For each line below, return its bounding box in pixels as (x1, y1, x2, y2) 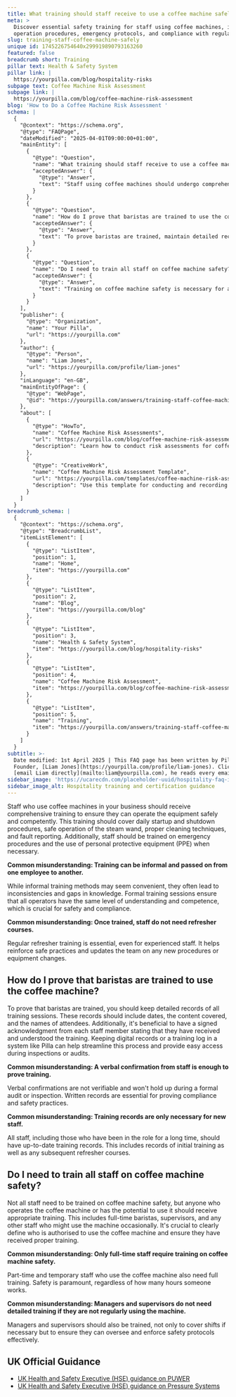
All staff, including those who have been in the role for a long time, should (7, 1133, 220, 1141)
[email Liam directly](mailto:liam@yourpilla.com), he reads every (13, 770, 216, 777)
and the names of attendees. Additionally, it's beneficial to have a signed (7, 1019, 218, 1027)
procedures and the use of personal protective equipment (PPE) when (7, 839, 210, 848)
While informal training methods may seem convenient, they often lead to (7, 882, 219, 890)
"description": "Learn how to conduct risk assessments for (32, 442, 212, 449)
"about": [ (20, 410, 52, 417)
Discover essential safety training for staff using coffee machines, (13, 23, 225, 30)
